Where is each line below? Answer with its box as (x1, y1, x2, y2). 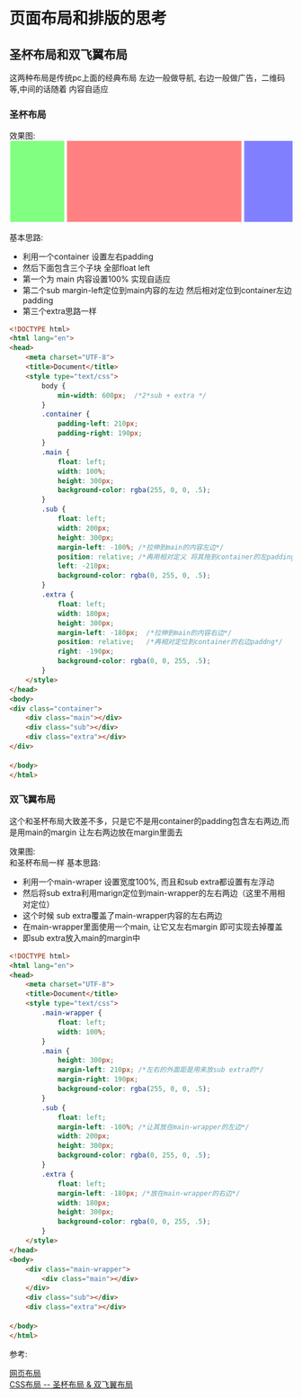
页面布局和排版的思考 (9, 8, 168, 29)
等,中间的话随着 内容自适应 (9, 84, 109, 94)
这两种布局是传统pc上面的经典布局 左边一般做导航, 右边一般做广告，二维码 (9, 73, 286, 83)
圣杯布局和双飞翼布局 (9, 47, 128, 62)
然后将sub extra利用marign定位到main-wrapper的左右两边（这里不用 (22, 887, 278, 898)
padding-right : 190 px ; (57, 429, 143, 438)
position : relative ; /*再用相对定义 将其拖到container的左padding (57, 552, 295, 561)
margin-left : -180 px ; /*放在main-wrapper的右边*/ (57, 1188, 241, 1197)
